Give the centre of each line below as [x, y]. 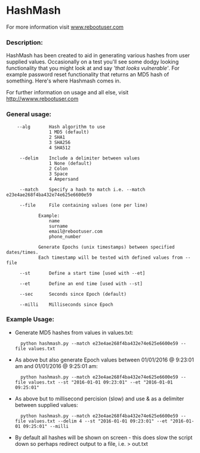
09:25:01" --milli [46, 426]
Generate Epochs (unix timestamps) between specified [106, 247]
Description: [24, 42]
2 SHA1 [57, 137]
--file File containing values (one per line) [84, 205]
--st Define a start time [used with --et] [82, 273]
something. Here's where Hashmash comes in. [64, 81]
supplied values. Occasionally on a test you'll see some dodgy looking [93, 62]
